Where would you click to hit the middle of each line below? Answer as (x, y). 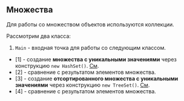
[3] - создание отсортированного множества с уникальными (97, 78)
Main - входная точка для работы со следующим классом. (90, 47)
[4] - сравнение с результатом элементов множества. (85, 91)
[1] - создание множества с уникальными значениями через (96, 59)
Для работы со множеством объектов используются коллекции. (90, 24)
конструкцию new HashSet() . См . (57, 66)
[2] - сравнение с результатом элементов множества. (85, 72)
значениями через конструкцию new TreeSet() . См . (82, 85)
